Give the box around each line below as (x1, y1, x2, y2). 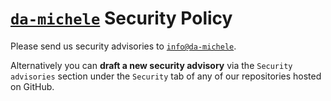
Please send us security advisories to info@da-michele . (10, 40, 237, 52)
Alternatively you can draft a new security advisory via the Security (10, 59, 293, 71)
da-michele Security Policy (10, 7, 233, 30)
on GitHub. (10, 80, 55, 92)
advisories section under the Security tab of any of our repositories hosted (10, 70, 322, 82)
